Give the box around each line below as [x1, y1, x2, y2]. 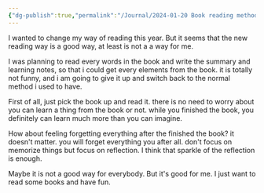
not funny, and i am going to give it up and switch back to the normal [8, 73, 230, 82]
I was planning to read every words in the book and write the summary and [8, 56, 251, 66]
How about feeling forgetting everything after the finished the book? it [8, 129, 234, 138]
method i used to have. [8, 82, 82, 91]
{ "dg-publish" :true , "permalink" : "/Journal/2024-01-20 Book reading [8, 11, 234, 20]
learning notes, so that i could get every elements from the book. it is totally [8, 64, 253, 75]
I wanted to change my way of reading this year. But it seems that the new [8, 33, 248, 42]
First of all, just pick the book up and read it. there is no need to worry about [8, 96, 255, 106]
